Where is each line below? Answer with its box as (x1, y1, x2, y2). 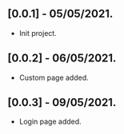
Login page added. (18, 116, 82, 127)
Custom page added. (18, 73, 89, 82)
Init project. (18, 28, 57, 37)
